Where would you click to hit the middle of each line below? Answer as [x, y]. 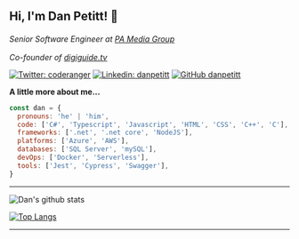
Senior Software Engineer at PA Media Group [92, 39]
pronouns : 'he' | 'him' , [63, 116]
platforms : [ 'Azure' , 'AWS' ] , [73, 141]
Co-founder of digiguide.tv [58, 57]
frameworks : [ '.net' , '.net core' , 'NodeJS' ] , [105, 133]
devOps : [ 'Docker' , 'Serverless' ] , [83, 158]
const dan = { [36, 108]
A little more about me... [55, 92]
